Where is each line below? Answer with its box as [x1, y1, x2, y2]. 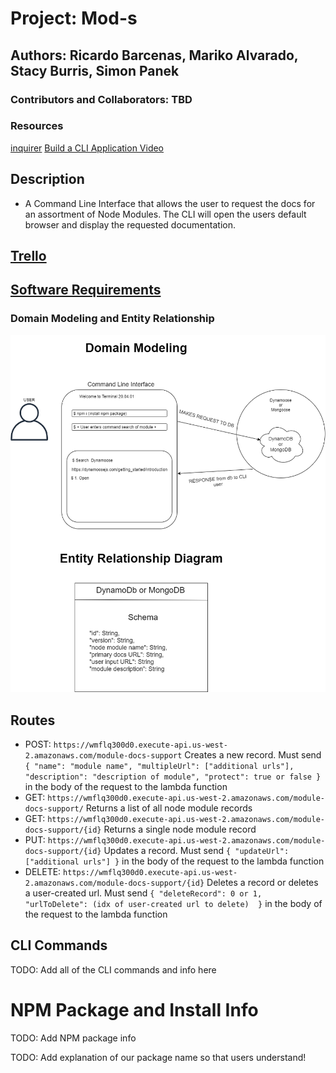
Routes [10, 712, 56, 729]
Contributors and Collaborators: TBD [10, 92, 193, 106]
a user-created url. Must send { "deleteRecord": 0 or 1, [24, 887, 263, 899]
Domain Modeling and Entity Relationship [10, 312, 215, 326]
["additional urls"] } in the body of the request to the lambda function [24, 855, 325, 867]
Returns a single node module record [103, 823, 257, 836]
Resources [10, 119, 64, 133]
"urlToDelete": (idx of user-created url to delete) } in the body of [24, 898, 323, 910]
